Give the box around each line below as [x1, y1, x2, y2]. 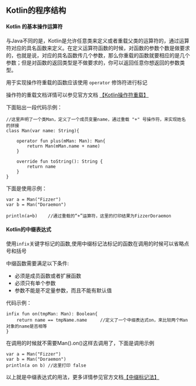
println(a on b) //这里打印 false [6, 362, 86, 368]
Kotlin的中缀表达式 [6, 226, 51, 233]
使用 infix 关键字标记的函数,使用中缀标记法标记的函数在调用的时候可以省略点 [6, 240, 190, 247]
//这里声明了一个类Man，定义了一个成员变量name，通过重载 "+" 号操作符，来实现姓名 [6, 116, 186, 122]
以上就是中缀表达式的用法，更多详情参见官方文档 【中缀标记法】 [6, 373, 159, 380]
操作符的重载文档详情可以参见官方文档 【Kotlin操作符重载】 [6, 91, 149, 98]
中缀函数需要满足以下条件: [6, 260, 69, 267]
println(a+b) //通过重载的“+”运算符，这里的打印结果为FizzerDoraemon [6, 213, 171, 219]
